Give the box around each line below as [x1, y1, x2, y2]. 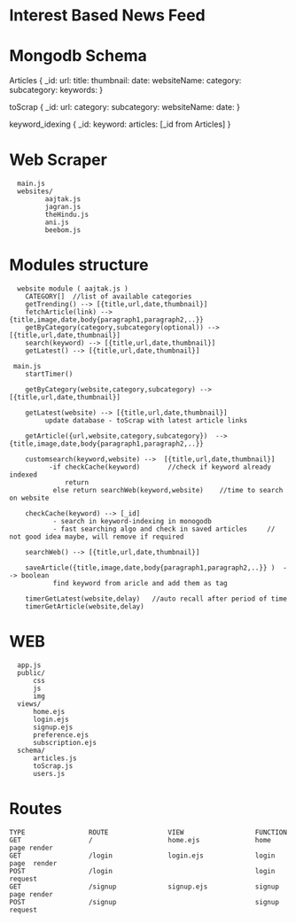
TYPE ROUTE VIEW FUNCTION [9, 827, 288, 837]
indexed [9, 470, 38, 479]
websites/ [17, 187, 53, 196]
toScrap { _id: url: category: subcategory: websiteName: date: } [9, 102, 241, 112]
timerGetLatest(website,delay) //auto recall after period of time [25, 594, 288, 603]
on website [9, 493, 50, 502]
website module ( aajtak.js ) [17, 284, 129, 293]
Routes [9, 799, 62, 819]
